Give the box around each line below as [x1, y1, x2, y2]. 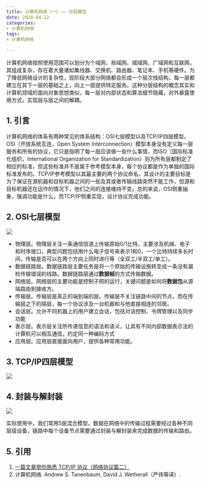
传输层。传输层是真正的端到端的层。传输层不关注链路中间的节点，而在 [14, 292, 188, 300]
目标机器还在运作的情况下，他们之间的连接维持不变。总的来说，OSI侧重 [6, 185, 183, 192]
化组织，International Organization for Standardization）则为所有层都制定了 [6, 155, 192, 162]
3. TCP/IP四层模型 [6, 357, 74, 367]
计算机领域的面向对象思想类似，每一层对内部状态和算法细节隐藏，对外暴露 [6, 89, 190, 96]
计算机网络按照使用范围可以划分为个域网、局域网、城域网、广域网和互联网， [6, 59, 195, 66]
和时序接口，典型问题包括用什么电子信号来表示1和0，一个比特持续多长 [14, 247, 188, 255]
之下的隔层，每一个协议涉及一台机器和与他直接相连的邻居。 [25, 300, 172, 307]
